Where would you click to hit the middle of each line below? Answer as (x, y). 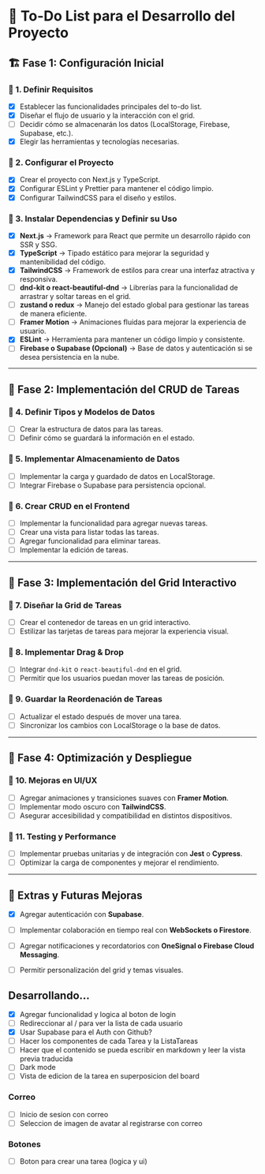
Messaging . (39, 955)
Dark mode (38, 1067)
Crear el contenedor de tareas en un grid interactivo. (105, 622)
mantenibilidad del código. (63, 262)
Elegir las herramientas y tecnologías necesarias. (99, 142)
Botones (24, 1144)
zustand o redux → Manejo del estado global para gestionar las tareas (134, 305)
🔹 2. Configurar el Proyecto (61, 163)
